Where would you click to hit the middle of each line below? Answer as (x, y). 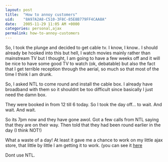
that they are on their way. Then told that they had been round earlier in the (83, 125)
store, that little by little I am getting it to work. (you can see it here (74, 145)
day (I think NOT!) (23, 130)
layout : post (19, 10)
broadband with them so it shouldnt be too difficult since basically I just (79, 89)
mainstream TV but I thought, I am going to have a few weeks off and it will (82, 58)
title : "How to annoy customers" (41, 15)
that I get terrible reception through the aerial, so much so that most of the (82, 69)
